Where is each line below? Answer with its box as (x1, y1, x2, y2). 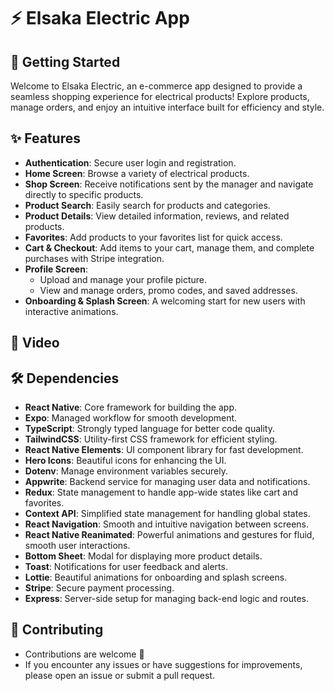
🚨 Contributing (10, 621, 104, 639)
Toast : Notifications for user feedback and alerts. (24, 561, 228, 573)
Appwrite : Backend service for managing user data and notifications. (24, 476, 311, 488)
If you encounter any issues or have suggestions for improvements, (24, 658, 303, 670)
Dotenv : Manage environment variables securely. (24, 465, 228, 477)
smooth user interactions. (24, 540, 131, 552)
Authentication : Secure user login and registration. (24, 156, 237, 169)
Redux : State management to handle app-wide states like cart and (24, 486, 299, 499)
